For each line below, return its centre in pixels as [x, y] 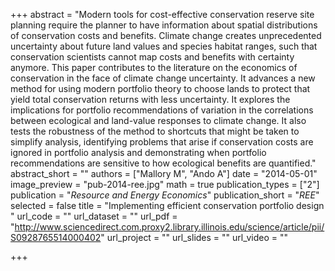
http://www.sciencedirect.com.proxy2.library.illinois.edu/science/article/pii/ [169, 227]
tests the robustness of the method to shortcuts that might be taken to [155, 131]
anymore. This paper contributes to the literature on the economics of [154, 67]
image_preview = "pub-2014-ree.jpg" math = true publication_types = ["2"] [165, 184]
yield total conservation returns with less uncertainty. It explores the [150, 99]
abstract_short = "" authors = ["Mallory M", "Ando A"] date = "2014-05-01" [164, 173]
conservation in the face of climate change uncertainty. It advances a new [163, 78]
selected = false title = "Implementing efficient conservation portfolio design [167, 205]
